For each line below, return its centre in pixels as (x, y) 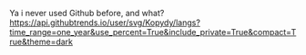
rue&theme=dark (41, 41)
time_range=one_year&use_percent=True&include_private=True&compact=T (153, 32)
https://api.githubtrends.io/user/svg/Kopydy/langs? (105, 23)
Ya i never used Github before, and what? (87, 13)
